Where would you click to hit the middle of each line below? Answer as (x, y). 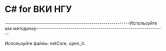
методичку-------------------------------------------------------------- (87, 28)
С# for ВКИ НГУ (38, 9)
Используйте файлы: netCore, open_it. (45, 43)
